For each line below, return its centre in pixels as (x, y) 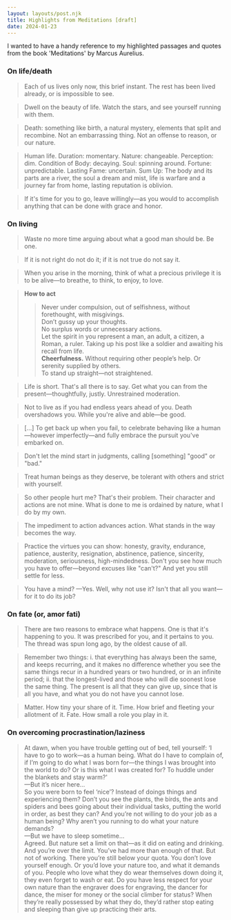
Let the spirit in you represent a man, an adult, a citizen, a (123, 336)
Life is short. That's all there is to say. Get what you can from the (116, 386)
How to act (40, 294)
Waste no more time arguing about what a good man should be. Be (119, 238)
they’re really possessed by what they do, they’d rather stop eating (119, 901)
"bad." (33, 463)
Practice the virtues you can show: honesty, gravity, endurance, (114, 546)
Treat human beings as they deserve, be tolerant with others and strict (124, 477)
